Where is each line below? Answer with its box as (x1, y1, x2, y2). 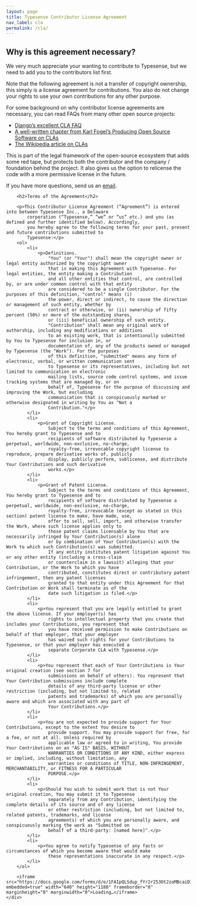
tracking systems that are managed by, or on (6, 379, 119, 385)
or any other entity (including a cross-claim (6, 554, 122, 560)
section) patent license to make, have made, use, (6, 513, 133, 519)
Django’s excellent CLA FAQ (14, 122, 82, 129)
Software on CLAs (14, 134, 59, 141)
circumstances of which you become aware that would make (6, 848, 151, 854)
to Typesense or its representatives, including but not (47, 363, 191, 370)
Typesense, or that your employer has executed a (6, 642, 130, 648)
